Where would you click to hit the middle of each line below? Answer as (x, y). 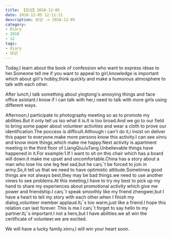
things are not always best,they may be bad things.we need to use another (84, 175)
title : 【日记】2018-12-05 (33, 10)
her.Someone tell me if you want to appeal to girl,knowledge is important (82, 73)
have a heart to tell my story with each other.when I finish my (70, 197)
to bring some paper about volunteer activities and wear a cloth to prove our (86, 126)
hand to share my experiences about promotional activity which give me (82, 186)
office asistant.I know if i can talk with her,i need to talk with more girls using (86, 99)
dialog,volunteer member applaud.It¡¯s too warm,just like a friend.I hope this (86, 202)
